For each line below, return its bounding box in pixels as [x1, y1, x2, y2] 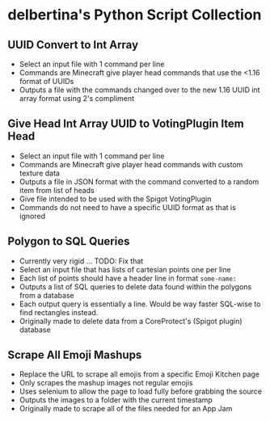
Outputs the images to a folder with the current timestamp [19, 395, 213, 405]
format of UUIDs [19, 77, 74, 86]
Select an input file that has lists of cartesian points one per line [19, 264, 231, 274]
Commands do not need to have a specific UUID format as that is [19, 202, 236, 212]
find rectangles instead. [19, 307, 99, 317]
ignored [19, 211, 46, 221]
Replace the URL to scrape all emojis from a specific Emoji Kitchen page [19, 369, 260, 379]
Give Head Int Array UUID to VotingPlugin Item [7, 117, 244, 131]
